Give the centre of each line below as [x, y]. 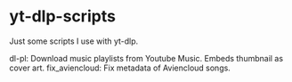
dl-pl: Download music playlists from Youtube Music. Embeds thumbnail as [146, 58]
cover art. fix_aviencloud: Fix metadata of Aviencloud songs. [120, 68]
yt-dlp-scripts [62, 16]
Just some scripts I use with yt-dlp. [74, 41]
